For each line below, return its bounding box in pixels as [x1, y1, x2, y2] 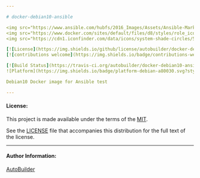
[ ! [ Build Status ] [6, 63, 49, 69]
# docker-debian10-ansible [6, 14, 73, 20]
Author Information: [6, 152, 57, 160]
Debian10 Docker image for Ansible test [6, 78, 108, 85]
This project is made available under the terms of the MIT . [6, 115, 148, 122]
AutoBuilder [6, 166, 35, 173]
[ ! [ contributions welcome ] [6, 52, 73, 58]
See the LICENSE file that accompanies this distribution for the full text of [6, 127, 186, 134]
